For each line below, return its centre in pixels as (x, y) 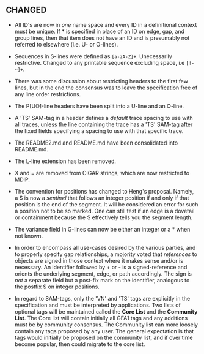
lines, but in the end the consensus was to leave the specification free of (106, 88)
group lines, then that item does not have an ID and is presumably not (102, 38)
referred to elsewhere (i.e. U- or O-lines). (66, 44)
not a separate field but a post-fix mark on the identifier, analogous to (102, 280)
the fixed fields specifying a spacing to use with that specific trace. (99, 130)
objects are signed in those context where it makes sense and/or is (99, 260)
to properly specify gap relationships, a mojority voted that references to (106, 254)
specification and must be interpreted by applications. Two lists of (97, 305)
